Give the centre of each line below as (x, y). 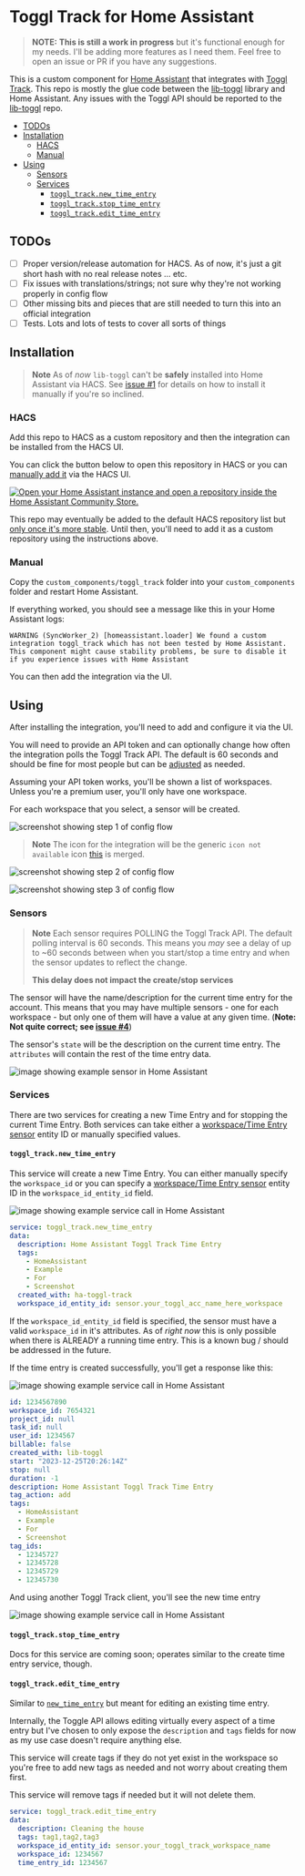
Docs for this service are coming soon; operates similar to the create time (147, 1655)
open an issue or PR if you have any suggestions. (124, 61)
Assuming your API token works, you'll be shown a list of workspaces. (141, 782)
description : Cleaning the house (81, 1829)
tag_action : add (40, 1495)
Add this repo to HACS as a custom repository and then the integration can (150, 437)
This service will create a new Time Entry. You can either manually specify (149, 1174)
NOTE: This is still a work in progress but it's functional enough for (158, 42)
